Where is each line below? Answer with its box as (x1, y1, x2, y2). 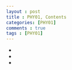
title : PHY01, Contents (6, 14, 67, 20)
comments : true (6, 25, 46, 31)
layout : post (6, 8, 41, 15)
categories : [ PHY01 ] (6, 19, 57, 25)
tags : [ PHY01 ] (6, 31, 43, 36)
